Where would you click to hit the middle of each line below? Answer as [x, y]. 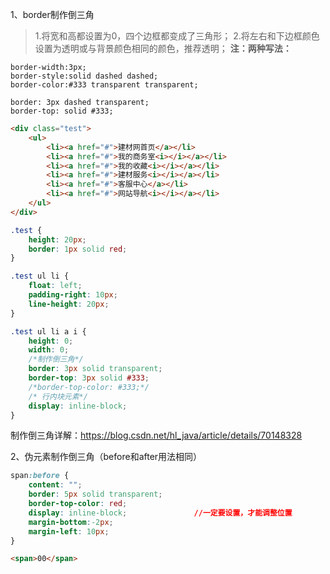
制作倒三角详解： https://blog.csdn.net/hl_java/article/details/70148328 [156, 435]
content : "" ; [55, 485]
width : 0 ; [49, 350]
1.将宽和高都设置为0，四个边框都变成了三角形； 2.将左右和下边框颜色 [177, 36]
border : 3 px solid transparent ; [95, 369]
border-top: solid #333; [62, 111]
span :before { [40, 476]
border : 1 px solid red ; [78, 249]
